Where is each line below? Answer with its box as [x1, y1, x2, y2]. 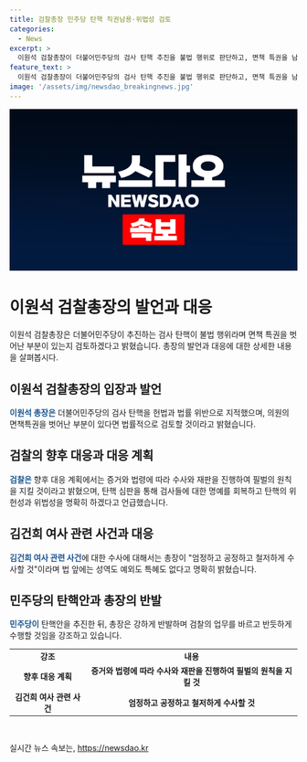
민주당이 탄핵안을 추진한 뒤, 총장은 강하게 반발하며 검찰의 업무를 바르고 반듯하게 [9, 619, 292, 630]
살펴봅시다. [18, 352, 59, 363]
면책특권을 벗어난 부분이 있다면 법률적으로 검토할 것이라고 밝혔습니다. [9, 418, 256, 429]
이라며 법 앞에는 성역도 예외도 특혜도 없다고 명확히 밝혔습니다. [37, 563, 258, 575]
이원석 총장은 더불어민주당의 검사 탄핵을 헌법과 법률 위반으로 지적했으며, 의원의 [9, 407, 290, 418]
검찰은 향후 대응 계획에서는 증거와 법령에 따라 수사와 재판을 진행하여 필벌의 [9, 473, 276, 484]
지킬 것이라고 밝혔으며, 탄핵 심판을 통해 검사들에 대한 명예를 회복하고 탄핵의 [18, 485, 288, 496]
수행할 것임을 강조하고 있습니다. [9, 630, 122, 641]
